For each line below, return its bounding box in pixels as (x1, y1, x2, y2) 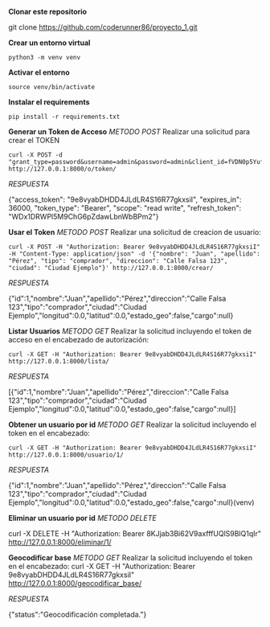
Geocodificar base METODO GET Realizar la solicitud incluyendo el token (8, 553, 253, 562)
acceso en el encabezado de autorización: (8, 335, 149, 344)
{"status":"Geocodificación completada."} (8, 610, 147, 619)
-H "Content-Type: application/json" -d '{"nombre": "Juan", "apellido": (8, 250, 261, 258)
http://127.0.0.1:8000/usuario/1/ (8, 451, 125, 459)
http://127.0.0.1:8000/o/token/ (8, 165, 117, 173)
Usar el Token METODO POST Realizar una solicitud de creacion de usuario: (8, 227, 261, 236)
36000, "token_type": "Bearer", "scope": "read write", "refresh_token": (8, 203, 242, 212)
